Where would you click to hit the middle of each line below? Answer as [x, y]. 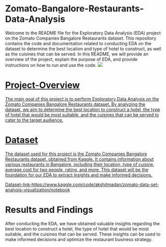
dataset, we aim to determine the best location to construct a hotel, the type [83, 109]
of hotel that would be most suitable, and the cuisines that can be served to [82, 115]
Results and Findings [49, 210]
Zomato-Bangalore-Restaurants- [75, 9]
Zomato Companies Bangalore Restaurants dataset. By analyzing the [75, 104]
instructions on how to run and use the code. [51, 65]
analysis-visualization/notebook [38, 189]
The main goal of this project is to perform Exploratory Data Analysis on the [82, 99]
